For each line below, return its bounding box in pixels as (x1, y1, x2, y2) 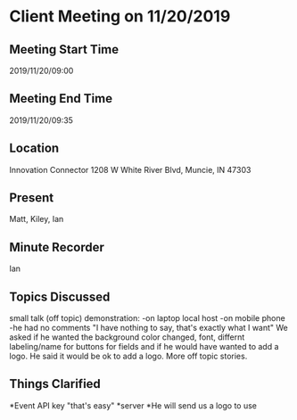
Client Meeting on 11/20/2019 (9, 6, 231, 27)
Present (9, 190, 54, 206)
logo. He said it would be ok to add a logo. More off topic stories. (9, 350, 248, 362)
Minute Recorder (9, 239, 104, 255)
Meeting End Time (9, 91, 113, 106)
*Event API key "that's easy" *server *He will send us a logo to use (9, 399, 257, 411)
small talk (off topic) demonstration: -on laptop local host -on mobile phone (9, 313, 285, 324)
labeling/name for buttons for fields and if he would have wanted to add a (9, 342, 279, 352)
